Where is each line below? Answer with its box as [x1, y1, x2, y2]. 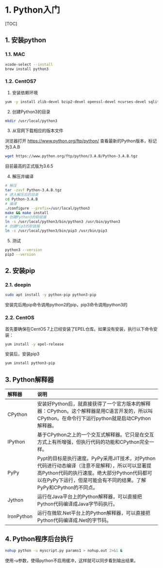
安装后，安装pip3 [5, 351, 40, 357]
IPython [7, 438, 25, 445]
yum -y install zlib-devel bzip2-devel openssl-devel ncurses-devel [5, 99, 147, 104]
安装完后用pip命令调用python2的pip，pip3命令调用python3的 [5, 302, 128, 308]
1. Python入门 [5, 4, 61, 16]
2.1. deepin [5, 281, 31, 288]
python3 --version [5, 247, 42, 252]
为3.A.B [5, 144, 20, 150]
